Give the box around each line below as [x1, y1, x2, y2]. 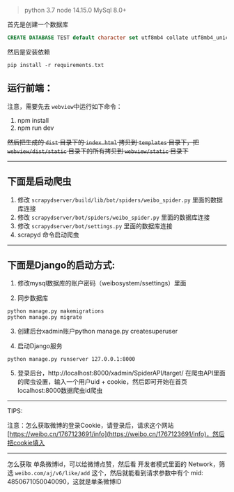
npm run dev [17, 124, 54, 132]
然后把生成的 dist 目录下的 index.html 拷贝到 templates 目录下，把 [7, 137, 200, 146]
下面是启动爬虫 [7, 176, 72, 188]
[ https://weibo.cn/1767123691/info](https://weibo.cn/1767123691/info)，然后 [7, 430, 225, 438]
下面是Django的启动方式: [7, 259, 116, 271]
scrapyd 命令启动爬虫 [17, 230, 79, 239]
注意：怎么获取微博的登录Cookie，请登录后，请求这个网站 [7, 422, 174, 430]
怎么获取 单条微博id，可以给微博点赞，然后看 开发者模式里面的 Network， [7, 460, 219, 468]
